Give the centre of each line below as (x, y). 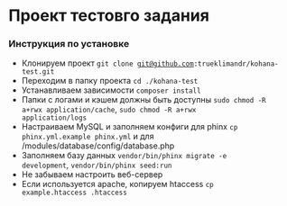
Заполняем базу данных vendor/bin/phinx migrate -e (124, 156)
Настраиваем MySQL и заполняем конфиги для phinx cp (130, 127)
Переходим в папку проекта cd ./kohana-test (110, 81)
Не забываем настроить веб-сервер (92, 175)
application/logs (54, 118)
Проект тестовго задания (109, 16)
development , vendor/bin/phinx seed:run (97, 165)
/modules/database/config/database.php (98, 146)
